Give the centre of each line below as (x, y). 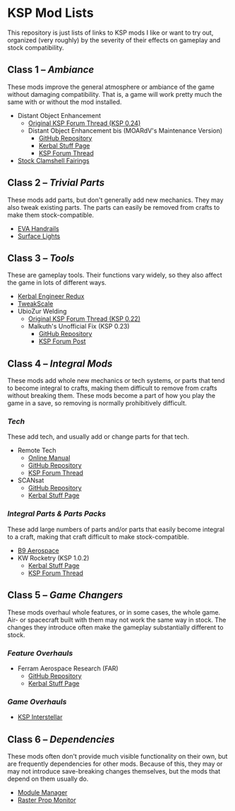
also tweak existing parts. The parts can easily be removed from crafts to (114, 207)
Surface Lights (39, 236)
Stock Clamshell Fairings (53, 160)
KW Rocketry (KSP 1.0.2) (53, 558)
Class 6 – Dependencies (61, 739)
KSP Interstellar (40, 717)
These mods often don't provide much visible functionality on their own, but (117, 756)
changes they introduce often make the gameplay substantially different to (115, 627)
